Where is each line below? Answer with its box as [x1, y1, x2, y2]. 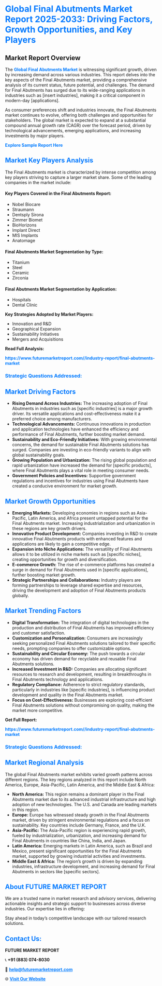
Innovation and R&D [12, 321, 52, 327]
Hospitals [12, 297, 31, 303]
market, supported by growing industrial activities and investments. [12, 853, 147, 859]
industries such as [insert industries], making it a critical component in [5, 92, 145, 98]
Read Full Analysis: [5, 346, 44, 352]
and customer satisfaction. [12, 630, 65, 636]
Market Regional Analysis [5, 759, 84, 767]
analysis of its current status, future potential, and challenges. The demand [5, 82, 155, 88]
